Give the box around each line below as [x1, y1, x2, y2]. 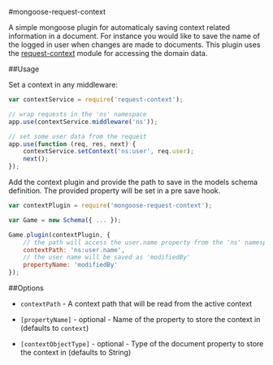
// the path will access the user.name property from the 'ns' [23, 238, 242, 247]
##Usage [8, 64, 40, 74]
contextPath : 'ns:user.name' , [23, 246, 126, 254]
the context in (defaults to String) [19, 348, 132, 357]
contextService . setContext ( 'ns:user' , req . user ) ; [23, 148, 195, 156]
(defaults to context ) [19, 324, 89, 333]
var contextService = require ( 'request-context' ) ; [8, 96, 184, 104]
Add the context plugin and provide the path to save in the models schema [8, 178, 258, 187]
